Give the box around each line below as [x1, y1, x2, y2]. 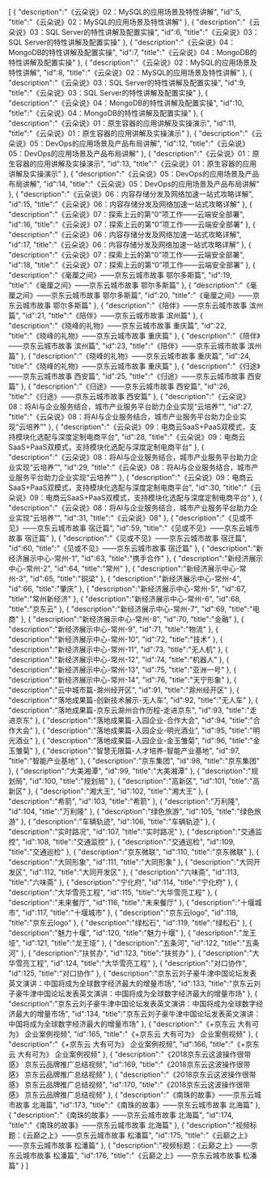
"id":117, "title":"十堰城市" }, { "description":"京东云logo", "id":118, [22, 908, 239, 917]
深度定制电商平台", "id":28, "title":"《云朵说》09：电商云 [57, 432, 246, 441]
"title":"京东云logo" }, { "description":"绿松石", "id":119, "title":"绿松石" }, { [8, 918, 252, 927]
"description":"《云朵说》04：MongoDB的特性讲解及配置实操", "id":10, [8, 98, 244, 108]
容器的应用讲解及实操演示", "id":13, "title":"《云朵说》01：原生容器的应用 [15, 159, 257, 168]
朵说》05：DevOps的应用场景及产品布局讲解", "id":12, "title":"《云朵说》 [8, 138, 249, 148]
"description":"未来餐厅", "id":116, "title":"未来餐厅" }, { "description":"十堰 [8, 898, 255, 907]
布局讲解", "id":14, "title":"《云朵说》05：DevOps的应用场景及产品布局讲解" [8, 179, 260, 189]
